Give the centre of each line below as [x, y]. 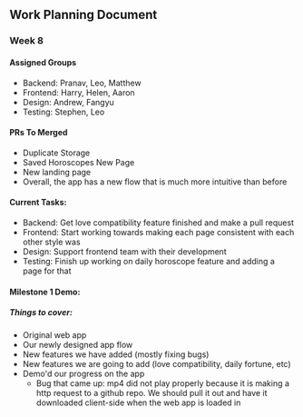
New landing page [57, 172]
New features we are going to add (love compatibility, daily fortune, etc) [157, 364]
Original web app [54, 335]
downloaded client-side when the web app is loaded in [138, 402]
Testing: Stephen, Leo [64, 112]
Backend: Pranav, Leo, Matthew [82, 83]
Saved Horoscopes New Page [78, 162]
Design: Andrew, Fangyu [68, 102]
